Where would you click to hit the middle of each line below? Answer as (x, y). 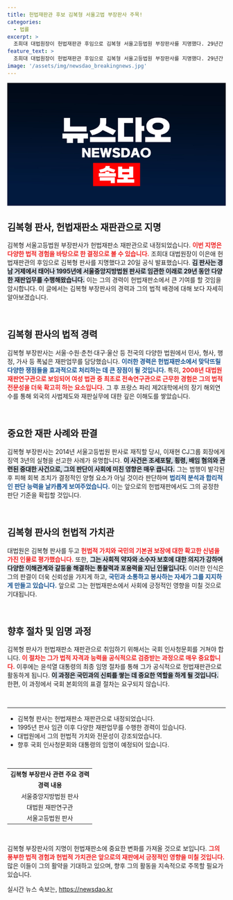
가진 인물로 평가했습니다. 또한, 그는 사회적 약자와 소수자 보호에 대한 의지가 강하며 (115, 559)
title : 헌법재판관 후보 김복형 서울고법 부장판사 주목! (75, 15)
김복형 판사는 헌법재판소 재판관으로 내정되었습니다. (86, 719)
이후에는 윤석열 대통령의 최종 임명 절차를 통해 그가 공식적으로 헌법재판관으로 (119, 667)
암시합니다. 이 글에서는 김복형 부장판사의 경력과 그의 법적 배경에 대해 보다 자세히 (115, 289)
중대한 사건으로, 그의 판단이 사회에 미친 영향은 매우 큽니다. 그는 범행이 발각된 (122, 469)
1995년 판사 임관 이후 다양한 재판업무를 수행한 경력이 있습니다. (102, 727)
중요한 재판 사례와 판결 (53, 434)
